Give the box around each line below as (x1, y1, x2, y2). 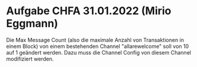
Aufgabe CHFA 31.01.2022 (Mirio (6, 4, 171, 18)
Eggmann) (6, 17, 58, 30)
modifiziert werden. (6, 55, 54, 62)
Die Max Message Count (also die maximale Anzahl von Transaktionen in (6, 36, 185, 43)
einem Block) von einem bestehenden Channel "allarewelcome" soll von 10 (6, 43, 189, 50)
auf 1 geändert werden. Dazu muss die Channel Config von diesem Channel (6, 49, 192, 56)
